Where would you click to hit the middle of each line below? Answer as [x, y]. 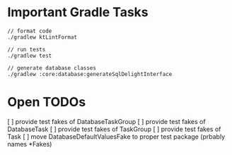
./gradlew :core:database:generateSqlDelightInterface [90, 74]
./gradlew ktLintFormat [42, 37]
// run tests [27, 49]
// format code [30, 31]
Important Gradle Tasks [78, 12]
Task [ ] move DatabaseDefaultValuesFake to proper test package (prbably [116, 136]
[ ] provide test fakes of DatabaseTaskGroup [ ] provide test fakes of [107, 121]
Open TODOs [47, 102]
